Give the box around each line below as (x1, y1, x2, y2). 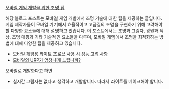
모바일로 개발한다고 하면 (5, 68, 53, 74)
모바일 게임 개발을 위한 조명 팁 (5, 5, 65, 10)
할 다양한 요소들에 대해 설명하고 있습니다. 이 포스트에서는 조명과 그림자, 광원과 (5, 28, 159, 34)
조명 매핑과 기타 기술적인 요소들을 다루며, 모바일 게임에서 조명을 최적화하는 (12, 34, 159, 40)
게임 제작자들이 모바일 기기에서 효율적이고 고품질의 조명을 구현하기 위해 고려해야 (5, 22, 163, 27)
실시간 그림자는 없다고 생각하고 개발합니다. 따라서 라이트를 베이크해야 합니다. (12, 78, 164, 84)
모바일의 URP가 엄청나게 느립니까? (12, 57, 81, 63)
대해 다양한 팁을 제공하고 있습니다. (14, 40, 82, 46)
